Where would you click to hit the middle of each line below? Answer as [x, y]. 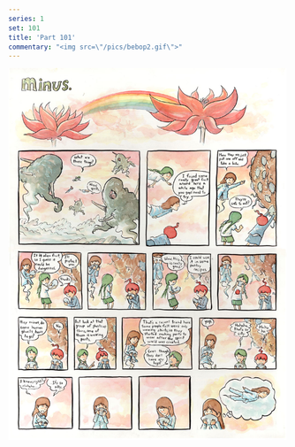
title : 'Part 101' [42, 37]
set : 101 [24, 28]
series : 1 [26, 19]
